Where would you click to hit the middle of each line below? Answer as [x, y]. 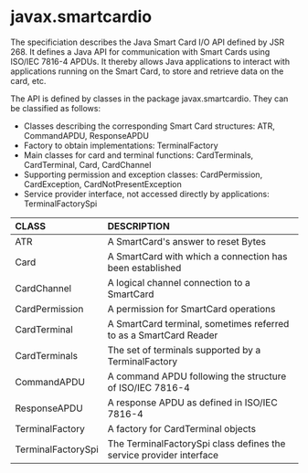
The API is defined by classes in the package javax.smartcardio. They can [149, 99]
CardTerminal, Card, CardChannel [87, 164]
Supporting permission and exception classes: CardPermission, [143, 174]
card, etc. [28, 80]
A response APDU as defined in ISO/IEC [192, 402]
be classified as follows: [56, 108]
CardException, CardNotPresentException [102, 184]
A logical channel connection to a [179, 282]
